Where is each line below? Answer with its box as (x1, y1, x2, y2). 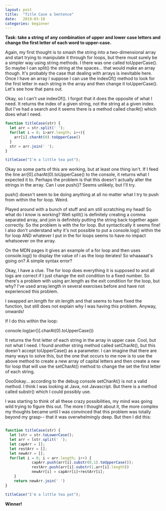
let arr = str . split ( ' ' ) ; (9, 125, 65, 131)
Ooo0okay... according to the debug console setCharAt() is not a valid (5, 378, 147, 384)
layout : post (5, 7, 32, 12)
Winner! (5, 501, 22, 507)
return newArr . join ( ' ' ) (14, 478, 65, 483)
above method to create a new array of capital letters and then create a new (5, 358, 160, 364)
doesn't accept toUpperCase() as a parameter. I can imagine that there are (5, 348, 157, 354)
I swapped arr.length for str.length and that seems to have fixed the (5, 298, 142, 304)
